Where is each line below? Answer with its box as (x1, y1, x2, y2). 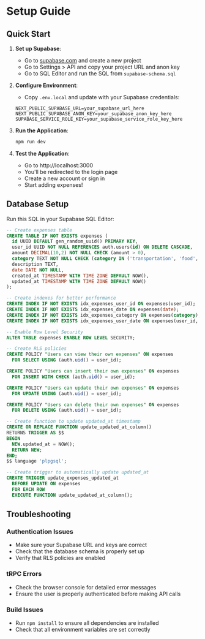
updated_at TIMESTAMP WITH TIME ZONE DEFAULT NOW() (12, 278, 147, 284)
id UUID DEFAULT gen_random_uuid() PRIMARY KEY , (12, 238, 138, 244)
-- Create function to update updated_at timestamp (6, 418, 141, 425)
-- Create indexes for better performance (6, 295, 116, 301)
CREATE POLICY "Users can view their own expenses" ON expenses (6, 351, 174, 358)
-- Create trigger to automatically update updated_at (6, 469, 149, 475)
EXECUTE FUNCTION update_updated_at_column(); (12, 492, 133, 498)
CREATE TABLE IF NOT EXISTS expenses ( (6, 233, 108, 239)
